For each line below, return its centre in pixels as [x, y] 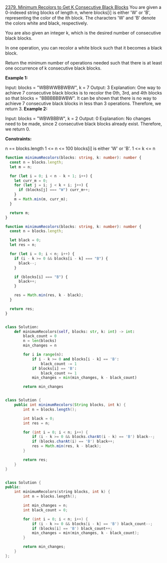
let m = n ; [21, 167]
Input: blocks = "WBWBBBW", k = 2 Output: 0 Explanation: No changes [78, 118]
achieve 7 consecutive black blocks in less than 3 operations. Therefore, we [83, 103]
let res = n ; [23, 245]
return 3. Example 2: [26, 109]
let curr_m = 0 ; [31, 180]
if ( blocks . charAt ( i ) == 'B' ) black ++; [73, 441]
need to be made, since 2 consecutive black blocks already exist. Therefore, [83, 124]
